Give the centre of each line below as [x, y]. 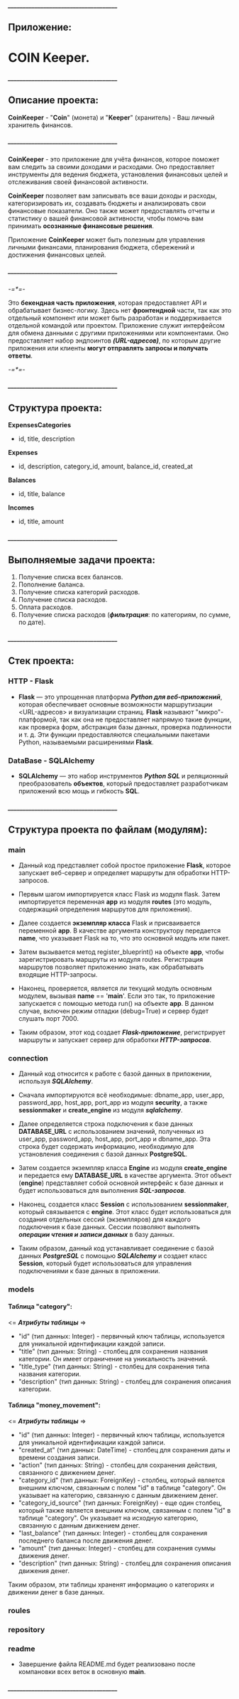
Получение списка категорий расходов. [79, 592]
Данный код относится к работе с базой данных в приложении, [115, 1074]
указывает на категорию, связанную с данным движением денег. [118, 1495]
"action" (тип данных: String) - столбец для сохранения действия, [118, 1465]
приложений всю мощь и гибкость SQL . [79, 790]
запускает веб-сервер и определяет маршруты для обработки [114, 873]
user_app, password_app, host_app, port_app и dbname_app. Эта [115, 1139]
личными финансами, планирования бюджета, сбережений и [101, 247]
